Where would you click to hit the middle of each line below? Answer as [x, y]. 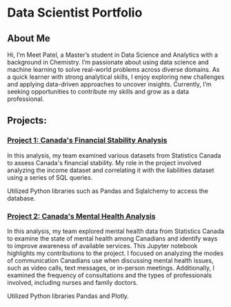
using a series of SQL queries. [50, 177]
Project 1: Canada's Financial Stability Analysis [87, 140]
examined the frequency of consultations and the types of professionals [110, 275]
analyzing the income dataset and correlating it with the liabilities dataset [111, 170]
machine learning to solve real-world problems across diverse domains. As [113, 69]
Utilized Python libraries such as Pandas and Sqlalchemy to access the [108, 191]
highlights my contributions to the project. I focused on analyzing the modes [115, 253]
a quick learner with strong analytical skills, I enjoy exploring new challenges [116, 77]
